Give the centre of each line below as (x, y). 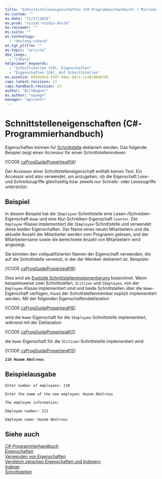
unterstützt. (16, 187)
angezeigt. (15, 244)
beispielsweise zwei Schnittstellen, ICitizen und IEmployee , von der (72, 283)
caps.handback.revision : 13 (33, 86)
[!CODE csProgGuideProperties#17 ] (40, 332)
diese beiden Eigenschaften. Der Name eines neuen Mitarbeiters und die (77, 229)
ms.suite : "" (18, 32)
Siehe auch (22, 434)
